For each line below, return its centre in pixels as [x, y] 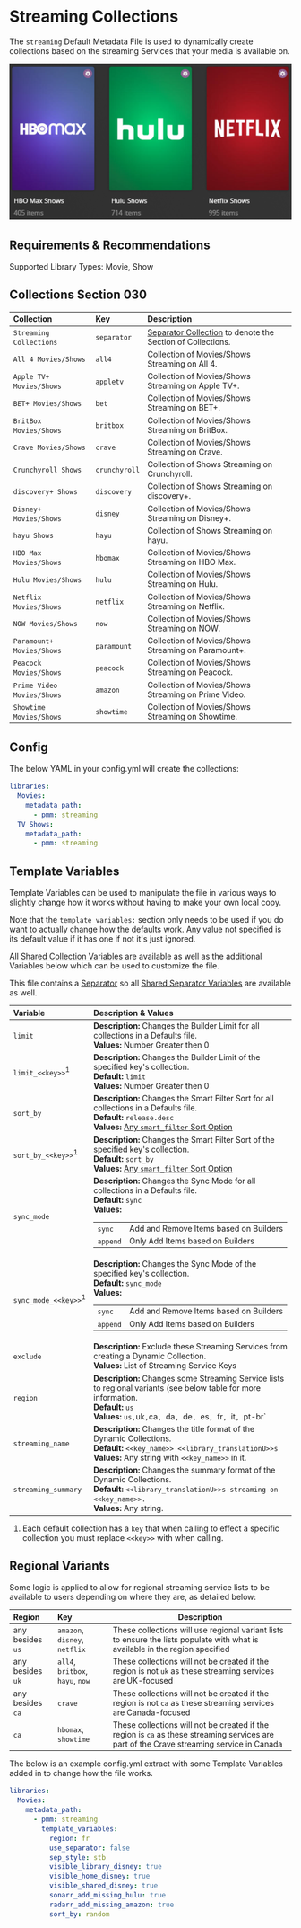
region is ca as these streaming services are [193, 1734]
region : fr [69, 1838]
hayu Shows [33, 536]
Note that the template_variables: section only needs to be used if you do [146, 920]
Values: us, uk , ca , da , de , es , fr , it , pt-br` [180, 1416]
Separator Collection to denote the [211, 332]
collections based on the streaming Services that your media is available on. [150, 50]
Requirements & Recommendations [110, 245]
